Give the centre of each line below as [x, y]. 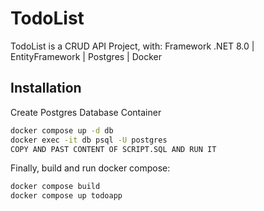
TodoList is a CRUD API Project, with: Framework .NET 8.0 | [132, 46]
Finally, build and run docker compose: [90, 168]
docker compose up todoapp [66, 196]
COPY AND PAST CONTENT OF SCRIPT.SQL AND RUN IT [113, 149]
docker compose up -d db [62, 130]
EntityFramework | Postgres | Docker [86, 56]
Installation [46, 88]
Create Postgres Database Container [86, 112]
